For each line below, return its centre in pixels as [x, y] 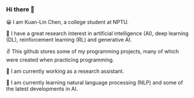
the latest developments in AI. [42, 89]
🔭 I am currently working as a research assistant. [65, 71]
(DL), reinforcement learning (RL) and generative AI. [69, 40]
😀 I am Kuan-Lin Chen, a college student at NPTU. [67, 22]
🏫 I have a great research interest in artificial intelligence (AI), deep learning [98, 33]
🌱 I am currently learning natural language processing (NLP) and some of [95, 83]
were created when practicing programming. [60, 60]
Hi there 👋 [21, 9]
